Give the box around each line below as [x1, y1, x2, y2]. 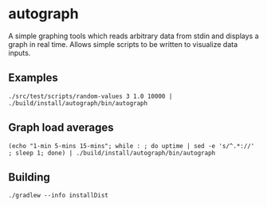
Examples [8, 71, 58, 84]
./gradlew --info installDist [8, 192, 109, 200]
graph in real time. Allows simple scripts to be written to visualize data [8, 39, 238, 49]
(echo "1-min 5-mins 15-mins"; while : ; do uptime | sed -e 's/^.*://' [8, 142, 255, 150]
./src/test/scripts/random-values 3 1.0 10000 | [8, 92, 173, 100]
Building [8, 170, 50, 184]
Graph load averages [8, 121, 114, 135]
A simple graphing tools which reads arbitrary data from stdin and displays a [8, 31, 259, 41]
